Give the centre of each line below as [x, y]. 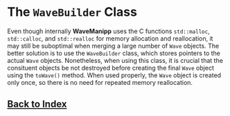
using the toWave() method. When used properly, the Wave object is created [114, 75]
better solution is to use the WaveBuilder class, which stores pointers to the [114, 53]
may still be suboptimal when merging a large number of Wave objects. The [113, 46]
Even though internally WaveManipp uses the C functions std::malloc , [108, 31]
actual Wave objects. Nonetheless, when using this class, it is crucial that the [115, 60]
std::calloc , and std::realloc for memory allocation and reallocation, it [110, 38]
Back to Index [37, 104]
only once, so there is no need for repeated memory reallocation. [100, 82]
